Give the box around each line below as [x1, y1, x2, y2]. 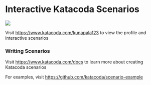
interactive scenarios [5, 35, 49, 41]
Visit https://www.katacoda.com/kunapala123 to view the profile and [5, 29, 146, 36]
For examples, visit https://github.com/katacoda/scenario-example [5, 74, 143, 80]
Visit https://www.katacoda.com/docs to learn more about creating [5, 59, 143, 65]
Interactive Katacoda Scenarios [5, 4, 139, 15]
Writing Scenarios [5, 47, 50, 54]
